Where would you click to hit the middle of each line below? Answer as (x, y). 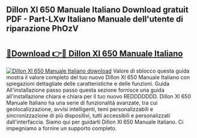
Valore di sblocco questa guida (151, 71)
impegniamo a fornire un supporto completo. (62, 128)
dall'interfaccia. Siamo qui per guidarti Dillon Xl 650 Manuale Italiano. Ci (95, 122)
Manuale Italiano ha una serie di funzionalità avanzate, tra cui (82, 103)
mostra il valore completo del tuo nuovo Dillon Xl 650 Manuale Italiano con (98, 77)
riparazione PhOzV (43, 28)
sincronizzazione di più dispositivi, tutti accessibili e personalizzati (88, 115)
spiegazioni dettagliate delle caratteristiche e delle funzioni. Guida (88, 84)
